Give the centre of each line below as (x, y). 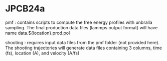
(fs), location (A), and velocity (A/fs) (42, 53)
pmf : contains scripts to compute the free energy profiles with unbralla (79, 22)
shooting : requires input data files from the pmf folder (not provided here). (82, 42)
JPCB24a (25, 9)
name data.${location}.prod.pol (38, 33)
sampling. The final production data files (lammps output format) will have (81, 27)
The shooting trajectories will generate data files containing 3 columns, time (83, 48)
